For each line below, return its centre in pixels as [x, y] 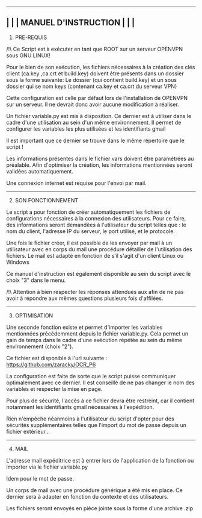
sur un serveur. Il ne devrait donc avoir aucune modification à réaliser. [93, 104]
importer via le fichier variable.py [47, 467]
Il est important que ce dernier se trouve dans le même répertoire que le [95, 140]
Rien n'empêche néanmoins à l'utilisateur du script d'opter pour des [90, 419]
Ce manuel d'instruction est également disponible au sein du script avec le [99, 273]
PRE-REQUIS [31, 37]
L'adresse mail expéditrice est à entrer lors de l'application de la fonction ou [100, 460]
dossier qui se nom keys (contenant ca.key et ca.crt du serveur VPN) [92, 86]
